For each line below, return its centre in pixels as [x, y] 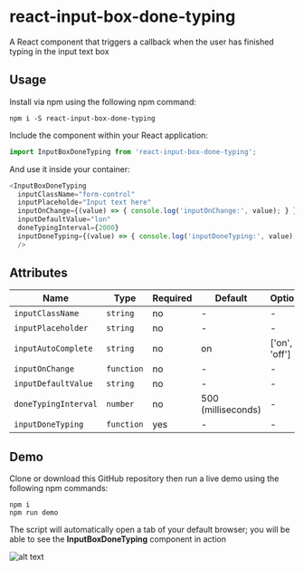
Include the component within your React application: [109, 135]
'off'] [280, 354]
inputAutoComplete [53, 349]
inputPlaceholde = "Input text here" [85, 203]
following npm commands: [59, 488]
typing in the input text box [60, 51]
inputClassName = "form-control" [76, 194]
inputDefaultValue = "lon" [64, 219]
